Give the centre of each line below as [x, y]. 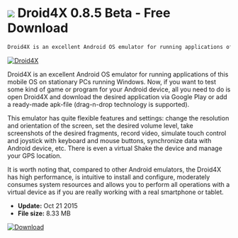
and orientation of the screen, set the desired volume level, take [100, 125]
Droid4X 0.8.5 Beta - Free [94, 13]
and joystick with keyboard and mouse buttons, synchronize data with [109, 140]
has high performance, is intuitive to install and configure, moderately [109, 177]
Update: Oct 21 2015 [47, 205]
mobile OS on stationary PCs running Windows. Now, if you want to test [112, 81]
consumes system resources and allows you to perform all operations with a [119, 184]
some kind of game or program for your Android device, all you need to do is [119, 89]
